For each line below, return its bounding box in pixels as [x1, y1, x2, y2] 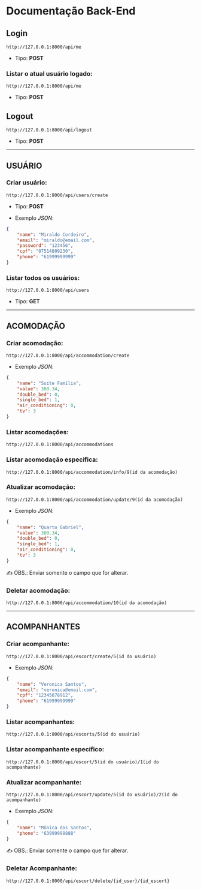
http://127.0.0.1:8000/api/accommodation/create [6, 353, 130, 359]
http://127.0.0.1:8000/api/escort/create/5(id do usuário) [6, 653, 157, 659]
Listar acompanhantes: [6, 718, 75, 726]
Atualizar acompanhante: [6, 778, 82, 786]
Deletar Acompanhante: [6, 864, 78, 873]
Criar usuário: [6, 178, 47, 187]
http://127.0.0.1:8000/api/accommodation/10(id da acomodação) [6, 600, 167, 606]
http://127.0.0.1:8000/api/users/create [6, 192, 109, 198]
